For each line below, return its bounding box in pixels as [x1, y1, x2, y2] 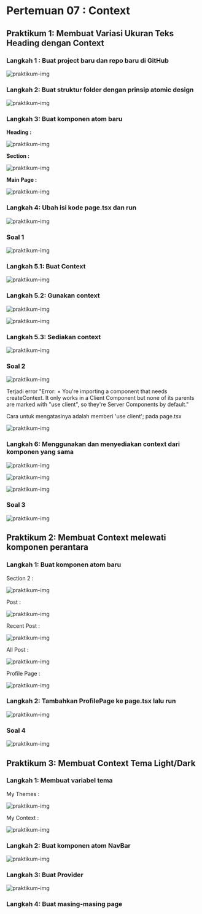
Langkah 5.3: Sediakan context [6, 332, 101, 341]
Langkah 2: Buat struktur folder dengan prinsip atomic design [6, 85, 194, 94]
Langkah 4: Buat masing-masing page [6, 900, 123, 908]
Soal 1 [6, 233, 25, 241]
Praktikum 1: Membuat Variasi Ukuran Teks [6, 28, 174, 39]
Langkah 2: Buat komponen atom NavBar [6, 841, 131, 850]
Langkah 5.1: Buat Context [6, 262, 86, 270]
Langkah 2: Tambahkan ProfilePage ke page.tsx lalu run [6, 697, 176, 705]
